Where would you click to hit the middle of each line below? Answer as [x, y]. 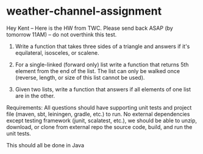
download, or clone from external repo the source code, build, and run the [99, 127]
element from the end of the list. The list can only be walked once [98, 71]
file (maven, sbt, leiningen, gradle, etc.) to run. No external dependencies [98, 114]
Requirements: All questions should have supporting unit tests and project [99, 107]
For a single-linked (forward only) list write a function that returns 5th [102, 65]
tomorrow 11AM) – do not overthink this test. [62, 34]
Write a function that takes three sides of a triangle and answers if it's [102, 46]
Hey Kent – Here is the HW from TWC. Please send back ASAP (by [90, 28]
